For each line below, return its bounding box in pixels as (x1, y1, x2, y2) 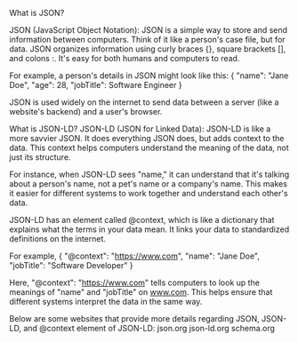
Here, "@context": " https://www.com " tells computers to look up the (9, 277, 261, 288)
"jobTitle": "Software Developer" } (9, 260, 133, 270)
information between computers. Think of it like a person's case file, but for (9, 35, 286, 44)
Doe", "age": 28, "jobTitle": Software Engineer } (9, 80, 182, 90)
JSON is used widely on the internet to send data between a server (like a (9, 97, 279, 107)
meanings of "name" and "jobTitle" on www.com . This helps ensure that (9, 287, 273, 297)
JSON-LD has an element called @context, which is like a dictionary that (9, 215, 275, 225)
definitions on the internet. (9, 234, 107, 243)
